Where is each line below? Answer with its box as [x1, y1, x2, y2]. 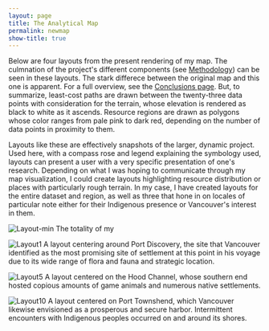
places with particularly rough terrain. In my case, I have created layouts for [8, 182, 259, 193]
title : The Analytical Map [8, 19, 99, 27]
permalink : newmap [8, 27, 70, 35]
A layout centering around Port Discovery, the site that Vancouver [43, 239, 261, 249]
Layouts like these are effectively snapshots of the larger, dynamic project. [8, 140, 255, 149]
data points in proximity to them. [8, 125, 116, 134]
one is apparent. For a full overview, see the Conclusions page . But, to [8, 82, 240, 92]
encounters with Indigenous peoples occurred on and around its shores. [8, 313, 247, 323]
